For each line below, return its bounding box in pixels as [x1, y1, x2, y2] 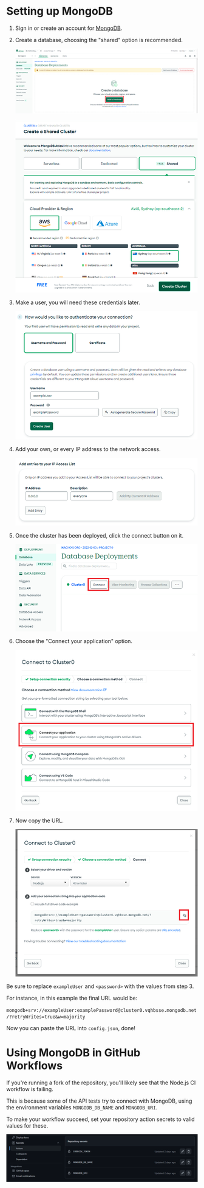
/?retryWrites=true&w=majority [6, 1014, 86, 1020]
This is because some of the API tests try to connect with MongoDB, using [6, 1097, 192, 1104]
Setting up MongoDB [6, 4, 114, 18]
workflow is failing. [6, 1085, 53, 1092]
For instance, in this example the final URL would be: [6, 994, 138, 1001]
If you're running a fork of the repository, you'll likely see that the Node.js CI [6, 1079, 196, 1086]
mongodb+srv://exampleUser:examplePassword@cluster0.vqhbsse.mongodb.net [6, 1007, 197, 1013]
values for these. [6, 1122, 49, 1129]
